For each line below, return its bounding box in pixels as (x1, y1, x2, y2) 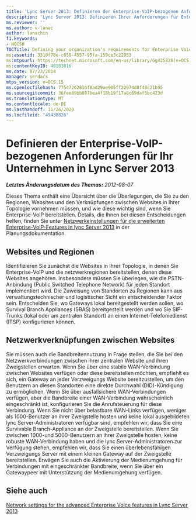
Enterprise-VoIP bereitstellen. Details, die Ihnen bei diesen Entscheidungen (6, 211, 186, 218)
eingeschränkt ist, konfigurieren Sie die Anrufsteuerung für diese (6, 400, 162, 407)
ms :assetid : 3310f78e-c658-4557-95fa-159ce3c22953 (6, 52, 132, 58)
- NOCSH (6, 42, 25, 47)
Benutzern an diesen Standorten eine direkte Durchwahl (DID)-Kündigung (6, 381, 183, 389)
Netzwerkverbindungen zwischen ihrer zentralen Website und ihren (6, 357, 169, 364)
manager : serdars (6, 74, 48, 80)
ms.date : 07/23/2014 (6, 68, 57, 74)
